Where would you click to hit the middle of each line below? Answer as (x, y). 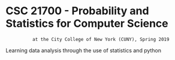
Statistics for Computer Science (87, 23)
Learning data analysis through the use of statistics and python (84, 50)
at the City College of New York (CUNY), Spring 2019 (101, 39)
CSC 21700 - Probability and (77, 11)
